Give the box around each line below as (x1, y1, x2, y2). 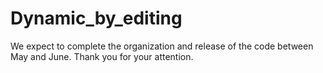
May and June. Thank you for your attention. (10, 50, 194, 62)
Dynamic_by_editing (10, 7, 183, 30)
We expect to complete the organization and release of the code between (10, 40, 314, 52)
